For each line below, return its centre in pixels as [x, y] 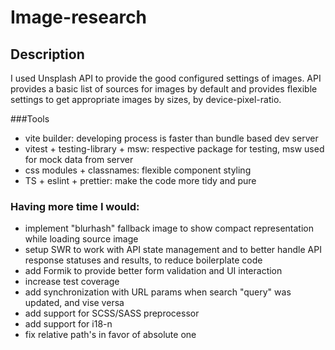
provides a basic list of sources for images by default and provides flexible [164, 89]
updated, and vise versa [74, 303]
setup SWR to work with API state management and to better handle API [173, 250]
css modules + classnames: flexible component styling [138, 170]
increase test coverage [72, 282]
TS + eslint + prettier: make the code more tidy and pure [140, 180]
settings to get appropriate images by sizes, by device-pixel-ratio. [146, 99]
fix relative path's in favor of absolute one [110, 335]
